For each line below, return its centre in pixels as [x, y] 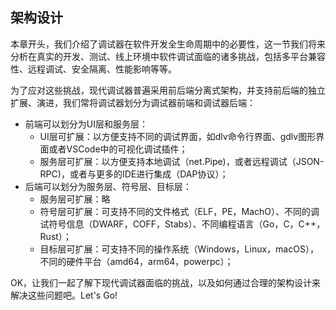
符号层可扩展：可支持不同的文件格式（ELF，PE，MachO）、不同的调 [179, 211]
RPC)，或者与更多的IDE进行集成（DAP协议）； [134, 174]
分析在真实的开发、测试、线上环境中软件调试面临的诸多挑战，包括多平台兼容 [168, 56]
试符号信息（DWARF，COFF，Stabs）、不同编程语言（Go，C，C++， [182, 224]
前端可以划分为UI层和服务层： [86, 124]
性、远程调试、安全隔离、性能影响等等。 [93, 69]
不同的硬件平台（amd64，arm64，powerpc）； [136, 261]
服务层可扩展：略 [75, 199]
